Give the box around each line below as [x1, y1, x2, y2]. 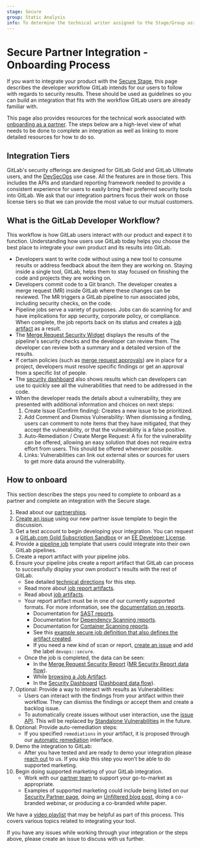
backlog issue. [24, 705, 60, 712]
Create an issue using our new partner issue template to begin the [15, 515, 177, 522]
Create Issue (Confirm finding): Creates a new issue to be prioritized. [24, 407, 193, 414]
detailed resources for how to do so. [7, 133, 96, 140]
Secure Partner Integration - [7, 45, 148, 59]
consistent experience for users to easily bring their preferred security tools [7, 186, 192, 193]
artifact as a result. [15, 325, 62, 332]
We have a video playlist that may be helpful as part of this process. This [7, 811, 185, 818]
